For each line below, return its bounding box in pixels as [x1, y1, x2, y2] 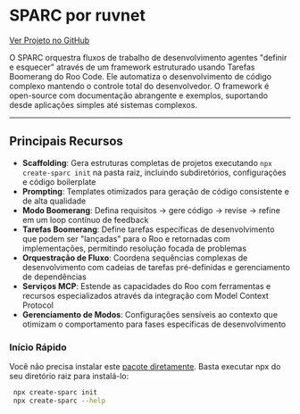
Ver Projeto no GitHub [9, 35, 90, 46]
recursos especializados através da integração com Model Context [21, 290, 270, 301]
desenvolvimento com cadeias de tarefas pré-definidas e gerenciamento [21, 261, 290, 272]
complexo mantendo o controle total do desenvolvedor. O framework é [9, 80, 270, 91]
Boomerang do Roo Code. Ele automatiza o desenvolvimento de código [9, 70, 272, 81]
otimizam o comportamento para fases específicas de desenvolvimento [21, 319, 287, 329]
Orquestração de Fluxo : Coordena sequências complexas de [21, 252, 248, 263]
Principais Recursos [9, 134, 123, 149]
